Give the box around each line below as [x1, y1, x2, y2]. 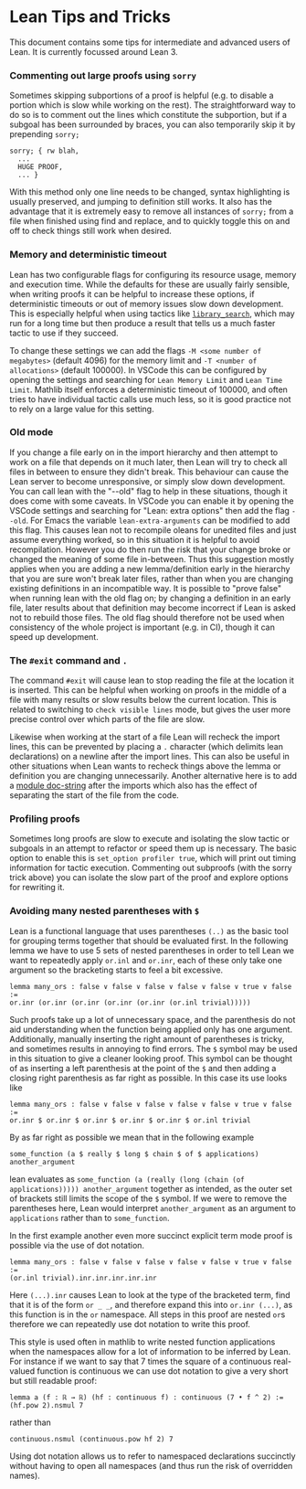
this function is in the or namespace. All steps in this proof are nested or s [9, 1309, 286, 1320]
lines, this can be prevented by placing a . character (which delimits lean [9, 741, 283, 752]
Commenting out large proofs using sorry [9, 69, 196, 81]
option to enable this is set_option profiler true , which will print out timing [9, 853, 297, 864]
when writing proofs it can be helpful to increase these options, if [9, 288, 255, 299]
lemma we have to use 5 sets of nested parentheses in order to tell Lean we [9, 944, 295, 956]
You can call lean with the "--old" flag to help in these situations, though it [9, 485, 288, 496]
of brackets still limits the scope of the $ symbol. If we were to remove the [9, 1193, 288, 1204]
